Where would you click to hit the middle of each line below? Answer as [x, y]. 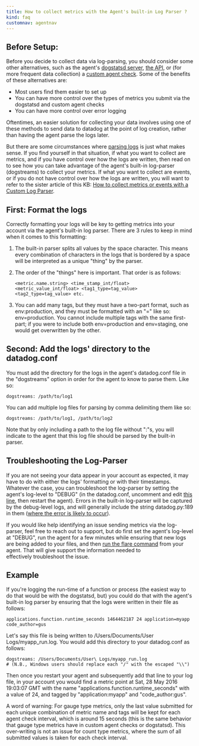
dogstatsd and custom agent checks [59, 104]
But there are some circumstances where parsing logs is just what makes [96, 147]
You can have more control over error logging [70, 111]
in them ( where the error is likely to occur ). [59, 513]
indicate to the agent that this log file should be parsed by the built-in [91, 435]
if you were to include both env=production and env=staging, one [108, 324]
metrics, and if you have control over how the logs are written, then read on [98, 159]
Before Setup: [32, 47]
